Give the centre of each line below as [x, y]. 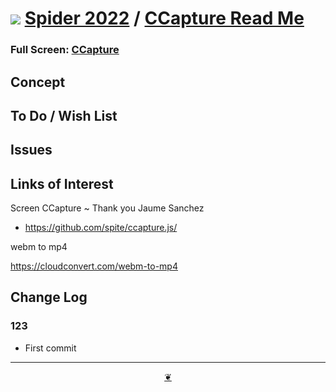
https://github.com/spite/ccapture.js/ [101, 228]
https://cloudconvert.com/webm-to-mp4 [94, 266]
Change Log [49, 297]
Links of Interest [62, 183]
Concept [38, 82]
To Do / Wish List [64, 115]
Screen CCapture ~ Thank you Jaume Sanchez [107, 208]
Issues [31, 150]
